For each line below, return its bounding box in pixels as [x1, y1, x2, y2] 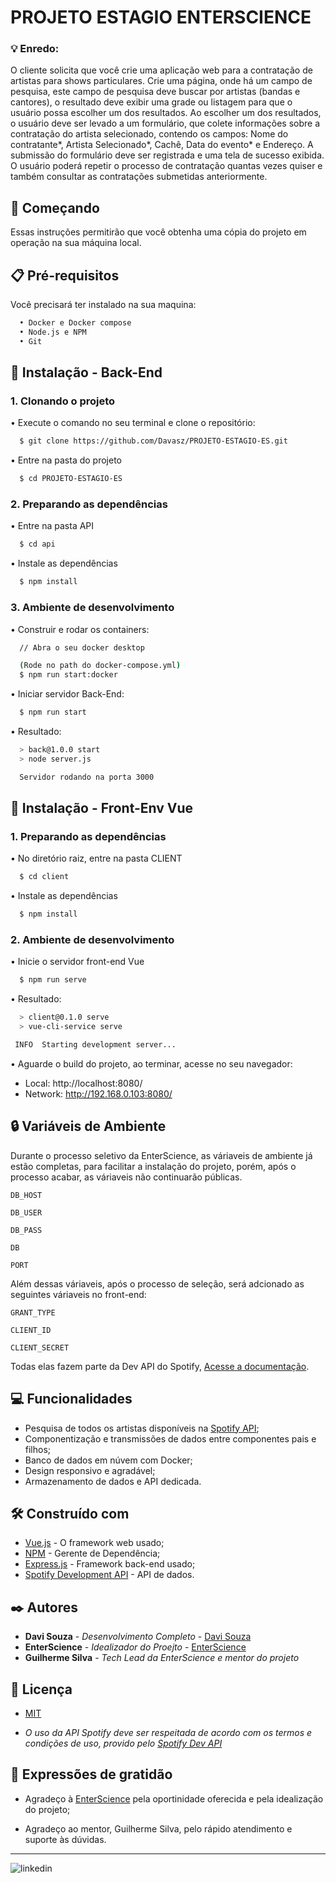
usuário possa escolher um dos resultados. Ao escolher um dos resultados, [10, 107, 322, 119]
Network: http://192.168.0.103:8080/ [24, 1087, 173, 1100]
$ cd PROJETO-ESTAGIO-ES [19, 474, 123, 484]
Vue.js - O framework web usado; [24, 1537, 165, 1549]
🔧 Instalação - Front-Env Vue [10, 800, 194, 817]
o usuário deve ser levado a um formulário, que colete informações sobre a [10, 117, 321, 130]
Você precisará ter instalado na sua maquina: [10, 299, 197, 311]
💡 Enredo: [10, 42, 60, 56]
